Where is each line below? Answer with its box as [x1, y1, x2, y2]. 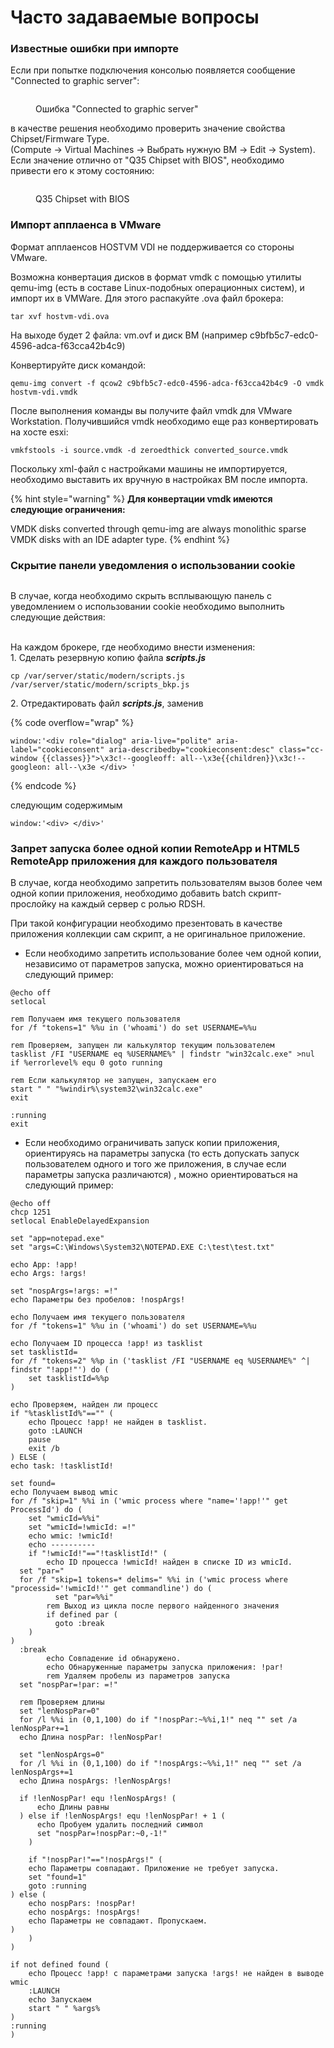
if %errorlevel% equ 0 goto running [10, 1058, 163, 1068]
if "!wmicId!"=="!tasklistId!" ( [28, 1549, 168, 1559]
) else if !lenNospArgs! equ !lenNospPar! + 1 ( [19, 1811, 226, 1821]
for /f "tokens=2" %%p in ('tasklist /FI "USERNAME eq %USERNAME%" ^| [10, 1356, 311, 1366]
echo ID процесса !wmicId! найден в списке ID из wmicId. [46, 1557, 293, 1568]
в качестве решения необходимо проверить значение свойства [10, 122, 286, 135]
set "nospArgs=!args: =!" [10, 1286, 118, 1296]
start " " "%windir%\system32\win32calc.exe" [10, 1084, 203, 1095]
